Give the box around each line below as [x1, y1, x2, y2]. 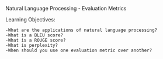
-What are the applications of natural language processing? [5, 27, 158, 33]
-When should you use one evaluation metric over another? [5, 47, 152, 53]
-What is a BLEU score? [5, 32, 64, 38]
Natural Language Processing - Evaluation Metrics [5, 5, 127, 12]
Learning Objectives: [5, 16, 56, 23]
